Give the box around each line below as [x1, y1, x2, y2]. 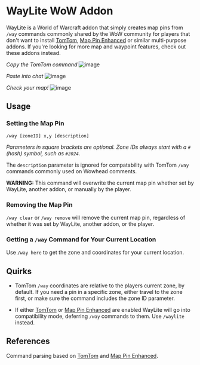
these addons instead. [6, 49, 61, 56]
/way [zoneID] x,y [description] [6, 133, 90, 139]
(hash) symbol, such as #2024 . [6, 149, 81, 157]
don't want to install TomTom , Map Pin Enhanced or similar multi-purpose [6, 36, 187, 44]
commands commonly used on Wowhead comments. [6, 167, 137, 174]
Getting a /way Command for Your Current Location [6, 235, 156, 243]
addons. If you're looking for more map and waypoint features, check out [6, 43, 186, 50]
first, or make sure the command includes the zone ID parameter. [14, 295, 175, 302]
